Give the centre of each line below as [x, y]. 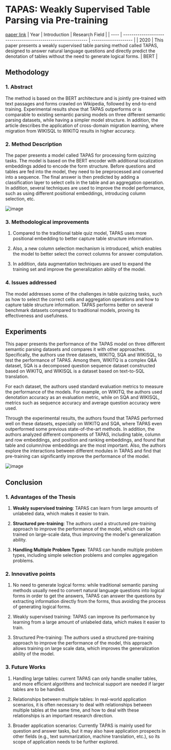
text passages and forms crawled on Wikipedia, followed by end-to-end [81, 103]
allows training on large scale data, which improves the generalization [86, 649]
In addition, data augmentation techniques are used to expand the [82, 264]
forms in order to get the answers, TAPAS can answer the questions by [87, 596]
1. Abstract [19, 87]
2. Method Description [34, 144]
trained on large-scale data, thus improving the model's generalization [87, 534]
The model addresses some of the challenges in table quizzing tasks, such [84, 294]
